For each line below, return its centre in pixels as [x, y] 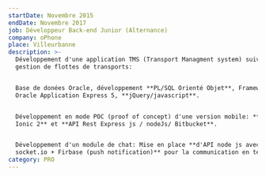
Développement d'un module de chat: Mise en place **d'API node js [129, 145]
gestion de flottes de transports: [74, 67]
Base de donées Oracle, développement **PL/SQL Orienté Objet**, [125, 88]
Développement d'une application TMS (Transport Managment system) [129, 60]
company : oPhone [35, 37]
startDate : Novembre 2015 [51, 15]
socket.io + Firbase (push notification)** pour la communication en [132, 152]
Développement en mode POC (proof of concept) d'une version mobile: [132, 116]
